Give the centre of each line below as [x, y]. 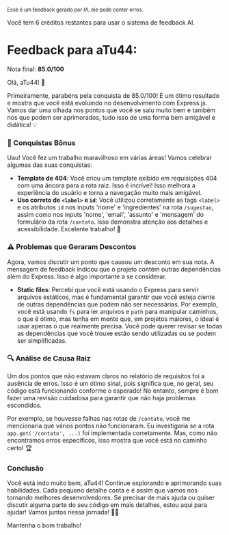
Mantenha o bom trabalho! [44, 525]
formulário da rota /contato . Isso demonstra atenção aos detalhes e [112, 222]
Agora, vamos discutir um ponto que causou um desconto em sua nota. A [111, 262]
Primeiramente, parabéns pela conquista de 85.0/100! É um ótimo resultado [113, 95]
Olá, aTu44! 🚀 [26, 82]
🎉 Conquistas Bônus [42, 142]
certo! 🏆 [19, 447]
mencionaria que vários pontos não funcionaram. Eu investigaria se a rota [111, 426]
